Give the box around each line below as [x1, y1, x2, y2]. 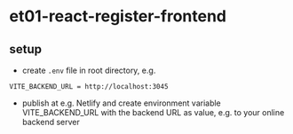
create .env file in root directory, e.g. [21, 65, 156, 75]
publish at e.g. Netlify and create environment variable [21, 98, 222, 108]
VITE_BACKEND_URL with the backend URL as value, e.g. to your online [21, 107, 285, 117]
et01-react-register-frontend [9, 6, 226, 27]
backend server [21, 117, 80, 127]
